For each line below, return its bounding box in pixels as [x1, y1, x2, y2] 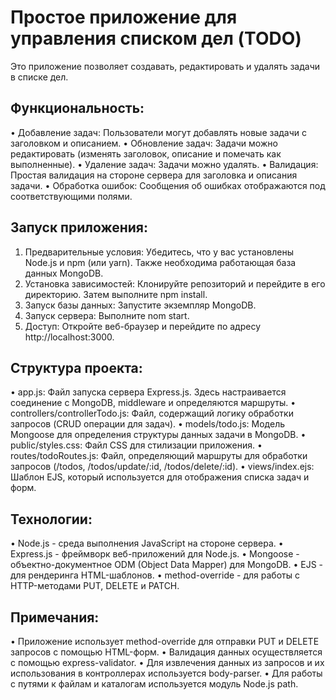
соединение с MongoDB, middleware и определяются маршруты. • [10, 397, 297, 409]
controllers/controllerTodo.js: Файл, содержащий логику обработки [10, 407, 294, 420]
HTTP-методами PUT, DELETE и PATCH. [10, 580, 180, 592]
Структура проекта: [10, 359, 143, 376]
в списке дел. [10, 71, 69, 83]
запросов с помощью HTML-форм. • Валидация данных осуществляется [10, 646, 323, 658]
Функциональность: [10, 100, 145, 117]
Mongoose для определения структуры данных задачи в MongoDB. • [10, 429, 307, 441]
